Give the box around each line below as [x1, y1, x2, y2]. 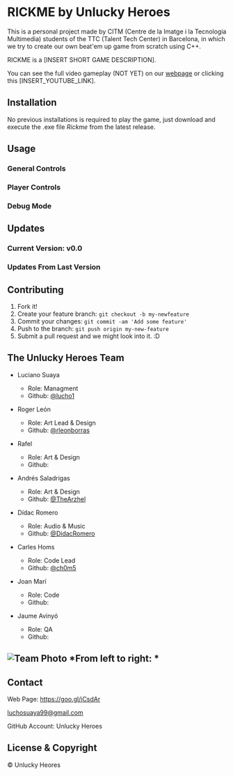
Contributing [7, 284, 64, 296]
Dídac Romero [17, 508, 58, 517]
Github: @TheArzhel [27, 494, 86, 503]
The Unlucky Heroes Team [7, 352, 124, 364]
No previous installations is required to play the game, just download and [7, 115, 216, 123]
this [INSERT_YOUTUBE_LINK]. [7, 76, 96, 84]
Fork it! [17, 302, 38, 310]
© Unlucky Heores [7, 761, 61, 769]
